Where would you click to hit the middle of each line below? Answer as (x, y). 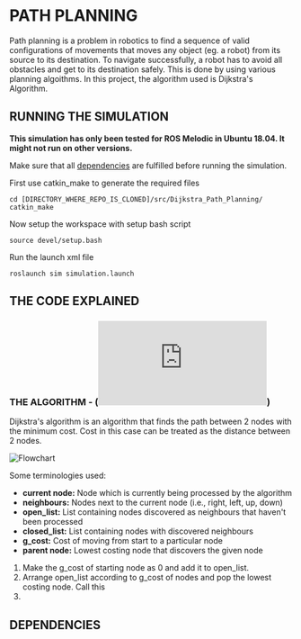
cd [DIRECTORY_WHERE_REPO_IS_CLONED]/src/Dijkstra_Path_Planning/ (136, 199)
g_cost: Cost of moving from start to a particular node (122, 541)
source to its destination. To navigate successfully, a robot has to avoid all (146, 59)
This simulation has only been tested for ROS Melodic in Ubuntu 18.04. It (147, 138)
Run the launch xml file (52, 256)
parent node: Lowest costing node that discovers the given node (142, 551)
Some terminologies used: (58, 476)
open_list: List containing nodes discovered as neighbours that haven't (154, 512)
